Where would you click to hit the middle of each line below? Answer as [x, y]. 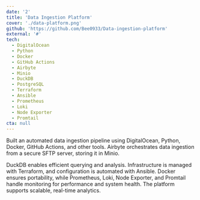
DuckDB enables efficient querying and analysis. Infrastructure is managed [99, 165]
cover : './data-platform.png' [44, 23]
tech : [13, 40]
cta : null [19, 124]
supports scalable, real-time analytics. [53, 190]
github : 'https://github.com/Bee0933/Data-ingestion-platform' [87, 29]
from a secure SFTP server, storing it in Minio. [63, 153]
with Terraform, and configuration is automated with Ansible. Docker [91, 171]
